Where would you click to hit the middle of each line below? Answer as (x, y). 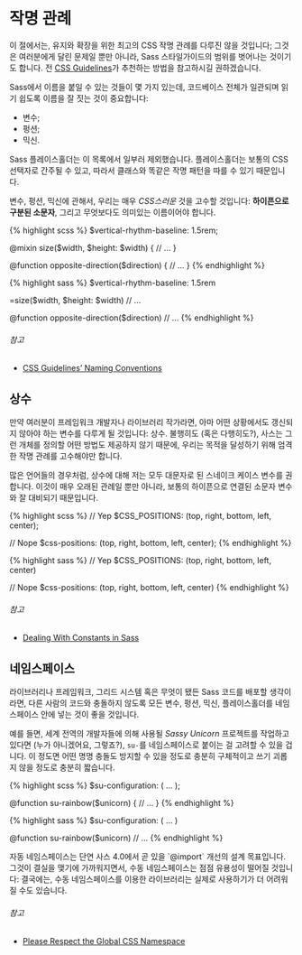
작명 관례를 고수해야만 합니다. (71, 456)
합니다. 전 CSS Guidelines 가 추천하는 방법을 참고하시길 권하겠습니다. (140, 68)
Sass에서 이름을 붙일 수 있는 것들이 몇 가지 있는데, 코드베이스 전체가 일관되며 (144, 87)
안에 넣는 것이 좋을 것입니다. (90, 714)
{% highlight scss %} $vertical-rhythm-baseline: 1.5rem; (114, 230)
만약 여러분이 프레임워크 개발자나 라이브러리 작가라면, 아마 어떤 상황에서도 (139, 422)
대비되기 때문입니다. (64, 497)
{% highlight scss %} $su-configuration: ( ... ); (95, 785)
